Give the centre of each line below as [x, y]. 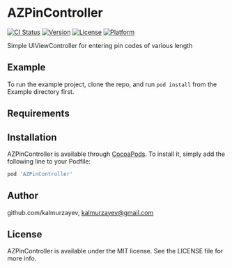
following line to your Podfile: [49, 161]
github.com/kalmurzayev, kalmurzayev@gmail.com [80, 212]
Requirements [38, 114]
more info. [22, 258]
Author [23, 196]
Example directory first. [41, 91]
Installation [32, 137]
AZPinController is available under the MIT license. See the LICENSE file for [115, 251]
